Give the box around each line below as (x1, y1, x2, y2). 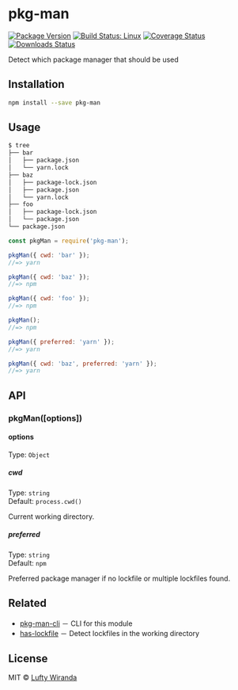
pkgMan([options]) (8, 413, 83, 424)
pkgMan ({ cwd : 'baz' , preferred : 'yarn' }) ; (8, 360, 157, 368)
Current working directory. (8, 512, 95, 521)
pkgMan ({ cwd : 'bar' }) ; (8, 251, 90, 259)
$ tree (8, 142, 30, 150)
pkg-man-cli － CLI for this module (19, 619, 133, 628)
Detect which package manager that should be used (8, 55, 179, 64)
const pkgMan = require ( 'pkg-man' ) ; (8, 237, 129, 245)
